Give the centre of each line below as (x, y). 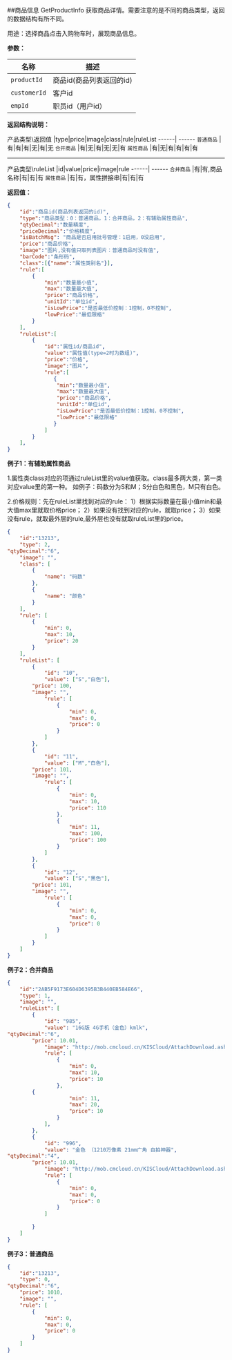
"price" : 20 (61, 641)
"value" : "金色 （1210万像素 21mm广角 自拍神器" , (110, 1150)
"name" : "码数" (65, 577)
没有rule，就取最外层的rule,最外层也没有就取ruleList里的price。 (97, 519)
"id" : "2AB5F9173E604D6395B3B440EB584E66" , (81, 989)
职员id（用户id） (80, 106)
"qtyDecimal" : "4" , (33, 1156)
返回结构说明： (28, 124)
